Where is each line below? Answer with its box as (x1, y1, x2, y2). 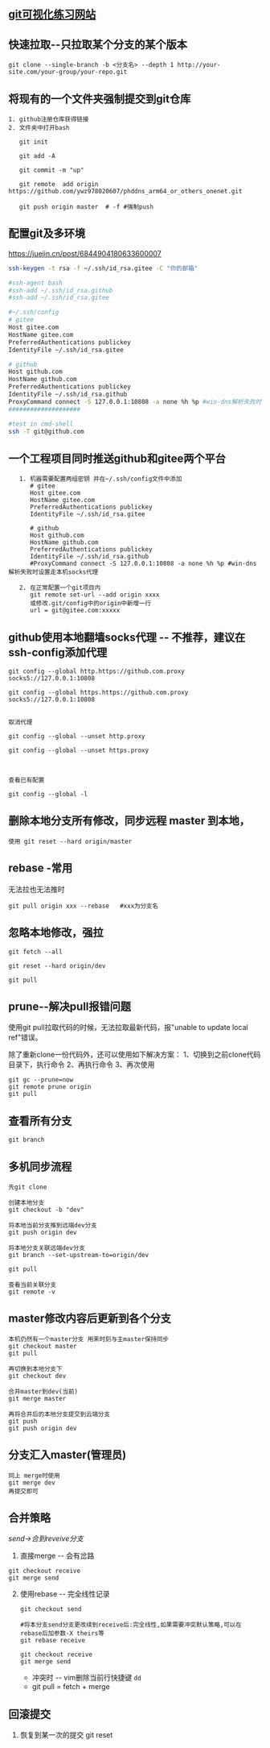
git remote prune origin (8, 1083, 92, 1091)
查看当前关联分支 (8, 1281, 57, 1289)
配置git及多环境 (8, 226, 86, 240)
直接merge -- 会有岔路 (19, 1551, 95, 1561)
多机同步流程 (8, 1160, 72, 1173)
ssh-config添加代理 (8, 646, 108, 659)
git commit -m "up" (18, 166, 84, 175)
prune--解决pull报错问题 (8, 999, 131, 1013)
